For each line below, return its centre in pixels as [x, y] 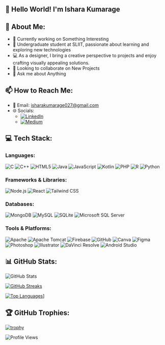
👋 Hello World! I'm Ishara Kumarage [63, 9]
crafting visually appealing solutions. [51, 63]
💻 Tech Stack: [29, 138]
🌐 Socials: [23, 111]
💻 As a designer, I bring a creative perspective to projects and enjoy [85, 56]
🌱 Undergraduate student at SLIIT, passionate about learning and [81, 44]
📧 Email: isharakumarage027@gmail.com [56, 105]
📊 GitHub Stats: [31, 261]
